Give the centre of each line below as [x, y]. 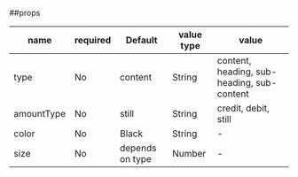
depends [138, 148]
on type [136, 159]
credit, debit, [243, 108]
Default [141, 40]
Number [189, 154]
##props [25, 13]
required [93, 40]
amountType [40, 114]
